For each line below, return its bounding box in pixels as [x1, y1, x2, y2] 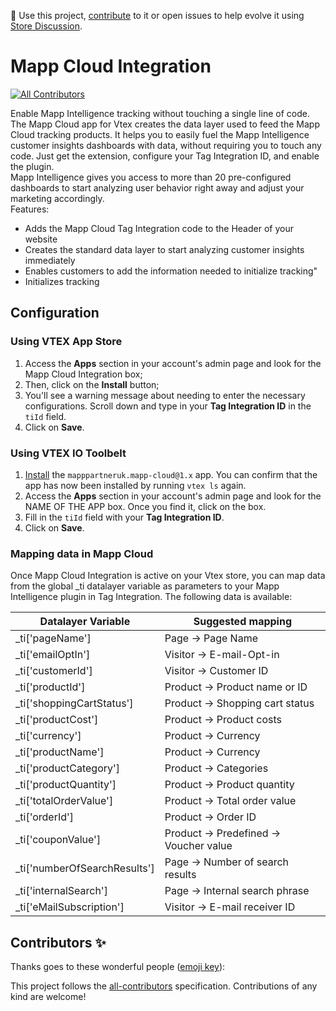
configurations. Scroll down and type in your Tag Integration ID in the [24, 400, 312, 412]
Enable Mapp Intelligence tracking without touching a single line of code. [10, 107, 310, 119]
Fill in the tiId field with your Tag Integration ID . [24, 511, 225, 523]
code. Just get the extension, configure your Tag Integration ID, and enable [10, 150, 320, 162]
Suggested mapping [193, 615, 292, 629]
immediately [24, 254, 76, 266]
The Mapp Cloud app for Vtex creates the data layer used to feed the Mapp [10, 118, 320, 130]
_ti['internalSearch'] [15, 884, 108, 898]
